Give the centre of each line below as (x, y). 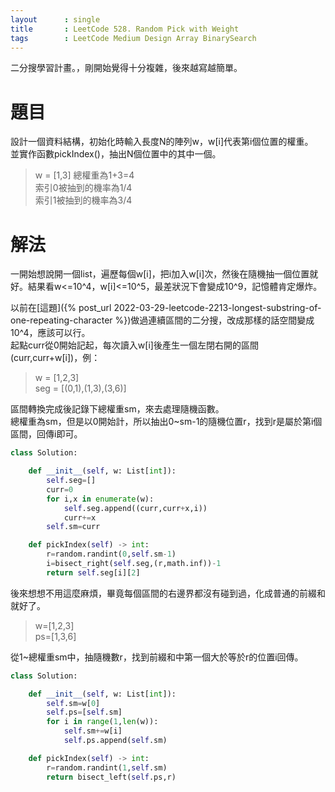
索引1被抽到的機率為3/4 (83, 200)
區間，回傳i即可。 (46, 434)
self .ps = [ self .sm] (84, 712)
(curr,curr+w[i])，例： (55, 358)
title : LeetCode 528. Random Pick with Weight (125, 29)
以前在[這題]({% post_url (61, 308)
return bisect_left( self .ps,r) (111, 777)
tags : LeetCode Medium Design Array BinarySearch (133, 38)
